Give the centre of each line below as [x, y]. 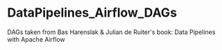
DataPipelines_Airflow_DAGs [92, 13]
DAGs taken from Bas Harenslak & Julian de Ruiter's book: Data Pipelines [111, 32]
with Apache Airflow [36, 39]
